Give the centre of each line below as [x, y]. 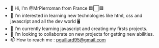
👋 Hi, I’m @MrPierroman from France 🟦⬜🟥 [57, 8]
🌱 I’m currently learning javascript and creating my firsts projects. [79, 29]
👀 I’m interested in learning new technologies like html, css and [76, 16]
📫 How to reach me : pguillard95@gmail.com [58, 40]
